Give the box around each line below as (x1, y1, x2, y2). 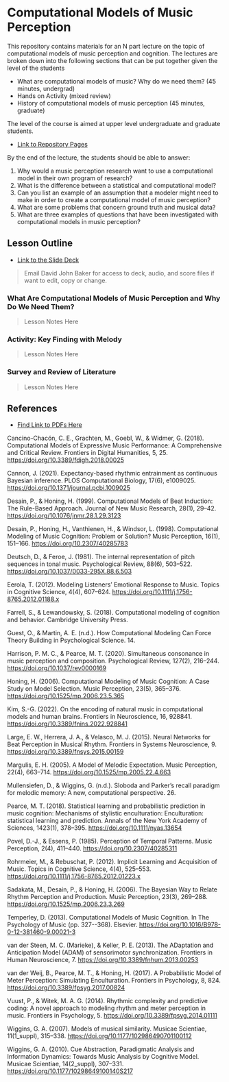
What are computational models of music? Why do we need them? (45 (16, 77, 216, 85)
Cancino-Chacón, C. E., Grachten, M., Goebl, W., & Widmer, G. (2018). (7, 434, 204, 443)
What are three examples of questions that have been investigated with (16, 210, 219, 219)
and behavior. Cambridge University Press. (7, 615, 128, 624)
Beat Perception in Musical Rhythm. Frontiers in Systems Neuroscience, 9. (7, 740, 217, 748)
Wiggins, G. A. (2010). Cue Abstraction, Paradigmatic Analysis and (7, 1045, 195, 1053)
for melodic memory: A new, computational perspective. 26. (7, 789, 176, 797)
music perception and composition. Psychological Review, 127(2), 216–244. (7, 656, 219, 665)
